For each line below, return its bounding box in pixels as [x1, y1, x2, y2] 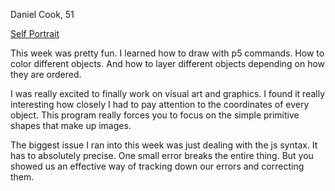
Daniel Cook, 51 [10, 9, 75, 20]
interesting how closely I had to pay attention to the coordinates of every [10, 99, 310, 110]
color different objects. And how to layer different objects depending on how [10, 58, 326, 69]
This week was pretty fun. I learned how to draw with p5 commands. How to [10, 47, 325, 59]
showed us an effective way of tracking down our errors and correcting [10, 160, 305, 172]
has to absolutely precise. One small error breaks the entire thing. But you [10, 150, 314, 161]
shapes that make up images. [10, 120, 132, 131]
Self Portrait [10, 28, 60, 39]
